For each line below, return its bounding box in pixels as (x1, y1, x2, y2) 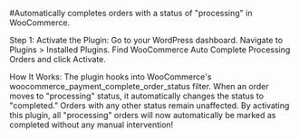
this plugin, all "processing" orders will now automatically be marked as (9, 110, 276, 120)
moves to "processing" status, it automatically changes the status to (9, 90, 265, 101)
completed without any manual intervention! (9, 119, 174, 130)
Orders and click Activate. (9, 54, 107, 64)
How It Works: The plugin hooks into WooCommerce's (9, 71, 212, 82)
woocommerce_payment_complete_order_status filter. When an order (9, 81, 269, 91)
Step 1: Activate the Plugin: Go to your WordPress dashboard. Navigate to (9, 35, 284, 45)
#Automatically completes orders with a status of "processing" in (9, 8, 253, 18)
